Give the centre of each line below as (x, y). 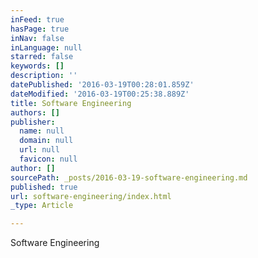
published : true (44, 187)
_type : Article (42, 206)
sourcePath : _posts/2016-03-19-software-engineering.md (129, 177)
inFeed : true (37, 19)
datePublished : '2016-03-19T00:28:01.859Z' (102, 85)
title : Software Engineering (71, 103)
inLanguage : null (46, 47)
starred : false (42, 57)
